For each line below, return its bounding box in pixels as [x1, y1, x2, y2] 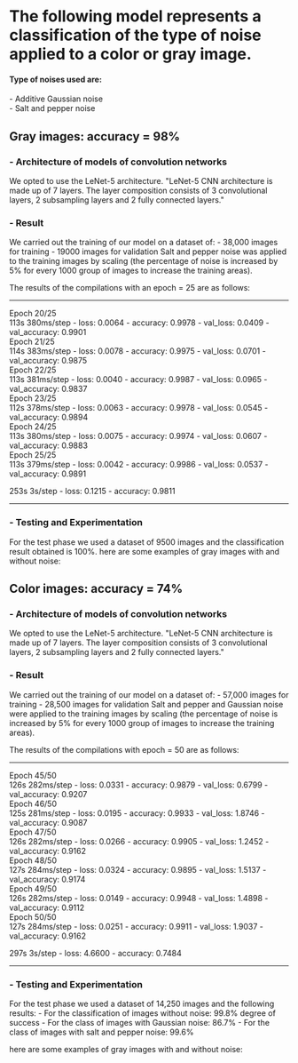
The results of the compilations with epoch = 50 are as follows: [9, 744, 239, 755]
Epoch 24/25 [9, 421, 57, 432]
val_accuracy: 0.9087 [9, 817, 88, 827]
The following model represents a [9, 6, 262, 27]
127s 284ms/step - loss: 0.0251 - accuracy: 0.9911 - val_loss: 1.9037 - [9, 921, 263, 931]
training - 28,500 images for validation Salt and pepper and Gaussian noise [9, 699, 284, 709]
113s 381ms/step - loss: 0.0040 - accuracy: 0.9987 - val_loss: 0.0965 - [9, 374, 268, 385]
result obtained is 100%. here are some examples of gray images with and [9, 546, 280, 556]
